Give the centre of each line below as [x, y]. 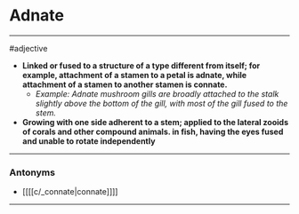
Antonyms [32, 172]
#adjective [28, 48]
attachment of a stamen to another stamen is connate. [125, 84]
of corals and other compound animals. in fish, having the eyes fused [153, 131]
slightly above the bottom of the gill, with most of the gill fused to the [162, 103]
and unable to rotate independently [89, 141]
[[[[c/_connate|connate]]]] [70, 192]
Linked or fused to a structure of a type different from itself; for [141, 65]
